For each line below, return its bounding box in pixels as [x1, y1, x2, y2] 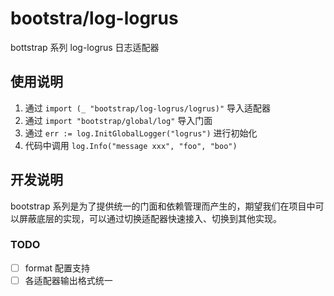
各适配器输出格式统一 [24, 274, 113, 286]
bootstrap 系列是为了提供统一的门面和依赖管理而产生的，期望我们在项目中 [10, 200, 316, 212]
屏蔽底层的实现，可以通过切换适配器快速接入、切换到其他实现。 [18, 212, 282, 224]
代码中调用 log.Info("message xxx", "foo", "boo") [24, 139, 238, 151]
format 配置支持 [24, 262, 91, 274]
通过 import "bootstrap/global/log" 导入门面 [24, 114, 213, 126]
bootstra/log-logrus [10, 7, 179, 30]
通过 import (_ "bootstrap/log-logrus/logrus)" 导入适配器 [24, 102, 272, 114]
